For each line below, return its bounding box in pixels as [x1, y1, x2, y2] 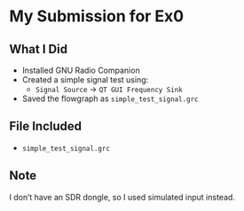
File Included [9, 119, 83, 134]
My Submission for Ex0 [9, 6, 185, 27]
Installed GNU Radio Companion [21, 65, 140, 75]
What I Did [9, 42, 68, 57]
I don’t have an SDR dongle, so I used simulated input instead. [9, 191, 235, 202]
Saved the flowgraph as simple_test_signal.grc [21, 93, 199, 104]
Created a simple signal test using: [21, 74, 149, 85]
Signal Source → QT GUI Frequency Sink [35, 84, 184, 94]
